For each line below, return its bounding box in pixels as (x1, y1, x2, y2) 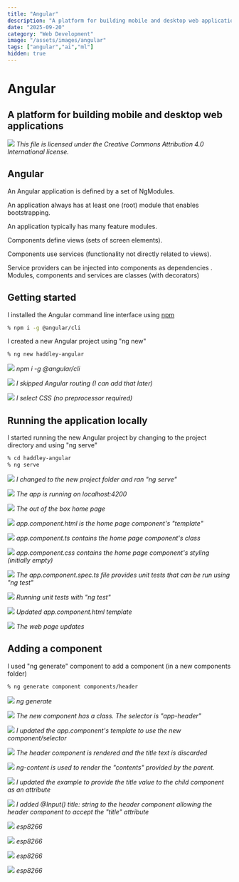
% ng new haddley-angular (7, 351, 84, 358)
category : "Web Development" (7, 30, 94, 38)
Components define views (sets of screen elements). (7, 235, 163, 244)
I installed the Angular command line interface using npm (7, 310, 175, 319)
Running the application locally (7, 414, 148, 427)
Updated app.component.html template (16, 607, 133, 616)
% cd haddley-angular (7, 455, 72, 462)
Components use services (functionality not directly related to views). (7, 250, 212, 258)
